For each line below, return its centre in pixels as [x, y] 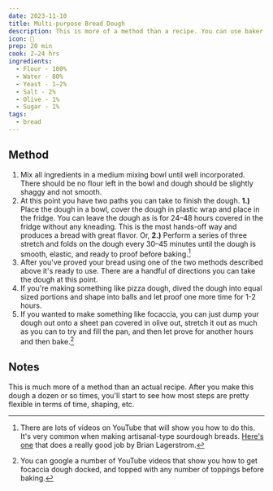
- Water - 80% [39, 77]
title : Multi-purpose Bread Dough [67, 24]
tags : [17, 115]
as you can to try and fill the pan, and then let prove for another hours [136, 331]
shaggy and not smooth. [61, 191]
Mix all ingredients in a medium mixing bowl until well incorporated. [132, 174]
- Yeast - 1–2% [41, 84]
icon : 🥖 [22, 39]
